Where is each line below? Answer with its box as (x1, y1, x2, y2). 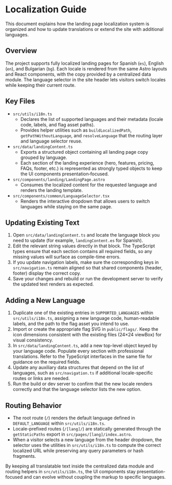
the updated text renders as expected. (12, 281, 94, 288)
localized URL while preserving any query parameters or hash (12, 447, 144, 454)
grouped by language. (20, 154, 68, 160)
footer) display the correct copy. (12, 270, 81, 276)
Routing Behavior (5, 401, 62, 410)
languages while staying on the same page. (20, 203, 112, 209)
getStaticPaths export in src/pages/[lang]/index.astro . (12, 431, 132, 437)
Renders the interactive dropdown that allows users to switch (20, 198, 150, 204)
